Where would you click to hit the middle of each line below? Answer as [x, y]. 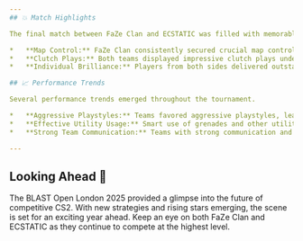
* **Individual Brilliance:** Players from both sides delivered [139, 67]
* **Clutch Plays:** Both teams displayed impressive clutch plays [143, 58]
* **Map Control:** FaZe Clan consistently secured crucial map [137, 50]
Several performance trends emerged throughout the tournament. [133, 100]
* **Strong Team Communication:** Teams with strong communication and [151, 132]
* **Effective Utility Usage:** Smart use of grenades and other [139, 124]
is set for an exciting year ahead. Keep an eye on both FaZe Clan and [138, 218]
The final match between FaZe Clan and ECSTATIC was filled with [134, 34]
